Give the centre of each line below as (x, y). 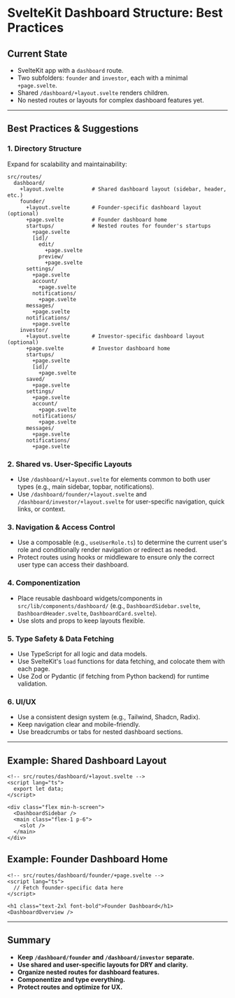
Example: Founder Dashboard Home (87, 859)
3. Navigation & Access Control (61, 527)
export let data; (39, 789)
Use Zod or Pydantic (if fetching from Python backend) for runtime (113, 676)
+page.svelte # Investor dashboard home (98, 348)
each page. (34, 668)
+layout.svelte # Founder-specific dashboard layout (113, 207)
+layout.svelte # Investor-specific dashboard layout (115, 336)
